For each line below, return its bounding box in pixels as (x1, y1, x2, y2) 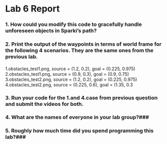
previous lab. (5, 53, 38, 60)
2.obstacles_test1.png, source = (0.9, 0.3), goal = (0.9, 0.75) (5, 71, 129, 77)
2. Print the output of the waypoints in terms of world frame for (5, 41, 162, 48)
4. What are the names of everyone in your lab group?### (5, 114, 149, 121)
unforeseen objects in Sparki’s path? (5, 27, 97, 34)
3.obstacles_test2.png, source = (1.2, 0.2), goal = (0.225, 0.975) (5, 76, 137, 82)
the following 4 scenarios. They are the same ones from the (5, 47, 154, 54)
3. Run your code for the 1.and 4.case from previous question (5, 94, 158, 101)
